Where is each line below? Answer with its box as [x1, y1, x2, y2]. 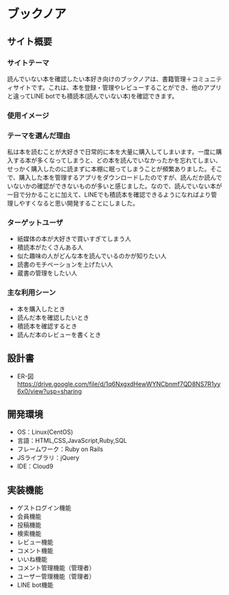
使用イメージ [7, 110, 49, 120]
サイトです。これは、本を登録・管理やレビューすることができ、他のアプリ [12, 83, 222, 91]
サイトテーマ [7, 58, 50, 67]
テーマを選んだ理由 [7, 131, 70, 141]
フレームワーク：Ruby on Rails [16, 445, 104, 453]
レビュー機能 [16, 538, 53, 546]
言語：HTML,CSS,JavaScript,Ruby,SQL [16, 437, 128, 445]
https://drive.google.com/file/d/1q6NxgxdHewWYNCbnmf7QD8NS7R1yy [16, 380, 221, 388]
